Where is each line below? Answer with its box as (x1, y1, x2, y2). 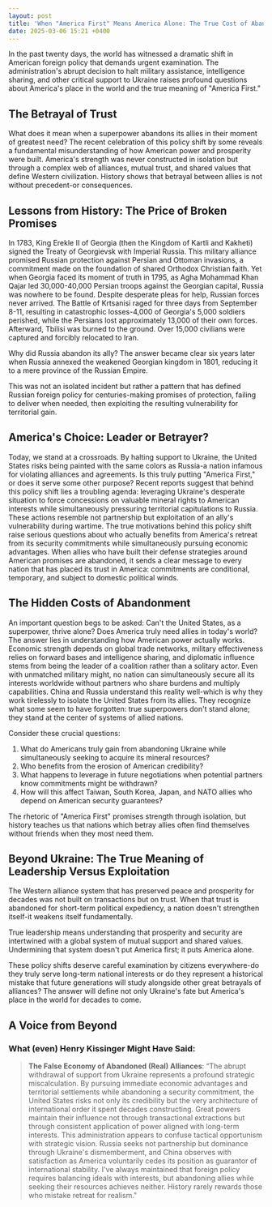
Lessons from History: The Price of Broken (8, 203, 227, 217)
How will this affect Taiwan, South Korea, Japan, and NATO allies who (19, 787, 253, 797)
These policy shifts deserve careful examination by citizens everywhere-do (8, 961, 260, 970)
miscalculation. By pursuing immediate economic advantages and (28, 1079, 249, 1089)
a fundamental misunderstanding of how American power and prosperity (8, 146, 252, 156)
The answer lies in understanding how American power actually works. (8, 635, 245, 644)
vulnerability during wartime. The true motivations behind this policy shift (8, 520, 253, 531)
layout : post (8, 11, 53, 20)
